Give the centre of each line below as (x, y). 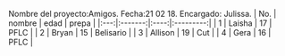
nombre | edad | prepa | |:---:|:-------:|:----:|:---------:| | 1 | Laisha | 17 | (140, 23)
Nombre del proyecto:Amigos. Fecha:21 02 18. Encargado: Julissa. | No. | (142, 14)
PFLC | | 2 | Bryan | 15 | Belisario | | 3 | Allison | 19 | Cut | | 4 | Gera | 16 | (140, 32)
